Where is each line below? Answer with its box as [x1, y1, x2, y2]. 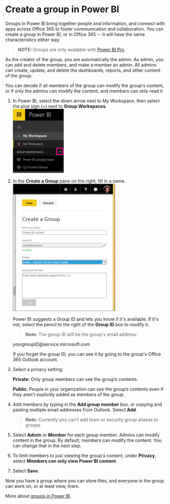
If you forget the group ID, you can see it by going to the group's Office [12, 351, 161, 357]
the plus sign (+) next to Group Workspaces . [12, 103, 107, 109]
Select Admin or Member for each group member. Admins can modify [12, 432, 160, 438]
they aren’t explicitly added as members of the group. [12, 391, 125, 398]
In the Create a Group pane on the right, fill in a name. [12, 178, 126, 184]
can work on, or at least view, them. [5, 483, 80, 489]
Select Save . [12, 467, 40, 474]
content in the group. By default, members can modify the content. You [12, 437, 162, 443]
